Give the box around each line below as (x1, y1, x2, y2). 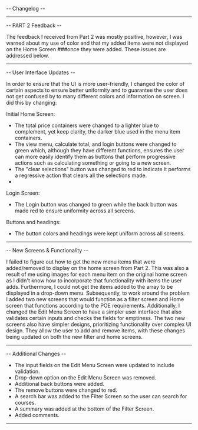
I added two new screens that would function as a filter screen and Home (6, 296, 184, 302)
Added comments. (14, 412, 60, 418)
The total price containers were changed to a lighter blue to (14, 122, 159, 129)
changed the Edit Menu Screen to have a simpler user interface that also (6, 308, 181, 315)
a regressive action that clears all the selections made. (14, 172, 147, 179)
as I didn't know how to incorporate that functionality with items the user (6, 277, 182, 284)
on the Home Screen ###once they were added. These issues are (6, 46, 166, 52)
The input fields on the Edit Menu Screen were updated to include (14, 362, 175, 368)
